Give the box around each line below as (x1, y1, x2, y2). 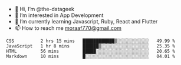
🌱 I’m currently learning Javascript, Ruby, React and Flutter (14, 18, 158, 25)
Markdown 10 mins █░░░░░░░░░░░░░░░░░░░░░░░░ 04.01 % (6, 53, 176, 59)
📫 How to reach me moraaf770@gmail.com (14, 25, 122, 32)
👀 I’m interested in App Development (14, 12, 104, 19)
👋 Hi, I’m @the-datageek (14, 6, 75, 12)
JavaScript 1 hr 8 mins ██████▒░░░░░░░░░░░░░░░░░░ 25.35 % (6, 43, 176, 49)
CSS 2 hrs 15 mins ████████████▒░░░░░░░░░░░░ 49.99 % (6, 38, 176, 44)
